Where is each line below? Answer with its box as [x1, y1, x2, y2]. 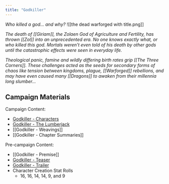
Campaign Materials [5, 93, 71, 101]
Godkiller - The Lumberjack [12, 121, 70, 128]
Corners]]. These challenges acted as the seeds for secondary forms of [5, 62, 155, 68]
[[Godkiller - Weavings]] [12, 127, 63, 133]
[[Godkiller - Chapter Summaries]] [12, 132, 84, 138]
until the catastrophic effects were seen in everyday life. [5, 47, 123, 53]
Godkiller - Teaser [12, 157, 50, 163]
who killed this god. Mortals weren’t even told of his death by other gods [5, 41, 156, 48]
